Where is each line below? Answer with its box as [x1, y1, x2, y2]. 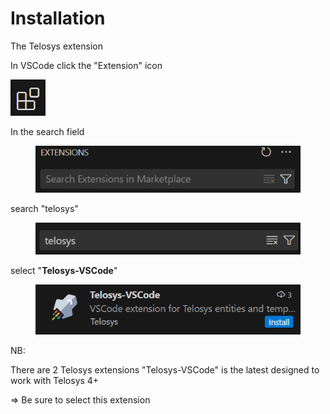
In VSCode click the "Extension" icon [10, 59, 163, 71]
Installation [10, 7, 106, 30]
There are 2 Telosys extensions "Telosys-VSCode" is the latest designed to [10, 363, 320, 376]
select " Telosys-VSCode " [10, 264, 118, 276]
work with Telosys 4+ [10, 374, 100, 386]
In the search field [10, 125, 85, 137]
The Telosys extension [10, 40, 103, 52]
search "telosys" [10, 202, 79, 214]
